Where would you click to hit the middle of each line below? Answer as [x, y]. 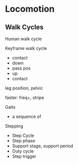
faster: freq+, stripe [25, 97]
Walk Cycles [24, 27]
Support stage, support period [42, 146]
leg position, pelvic [24, 88]
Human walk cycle [24, 39]
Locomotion [30, 9]
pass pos [21, 68]
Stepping [14, 126]
